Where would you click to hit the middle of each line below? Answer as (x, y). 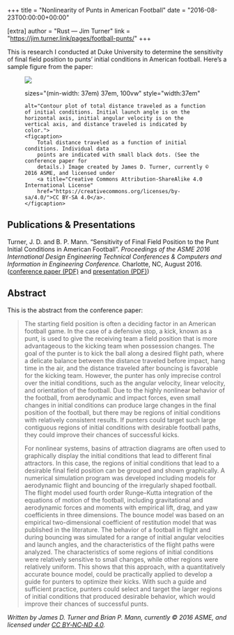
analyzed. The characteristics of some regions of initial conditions (119, 552)
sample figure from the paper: (50, 67)
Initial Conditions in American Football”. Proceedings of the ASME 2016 (109, 249)
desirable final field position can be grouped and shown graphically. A (124, 470)
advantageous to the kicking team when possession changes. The (119, 346)
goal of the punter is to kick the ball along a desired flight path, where (124, 353)
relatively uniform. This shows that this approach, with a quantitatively (125, 567)
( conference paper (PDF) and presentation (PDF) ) (78, 271)
